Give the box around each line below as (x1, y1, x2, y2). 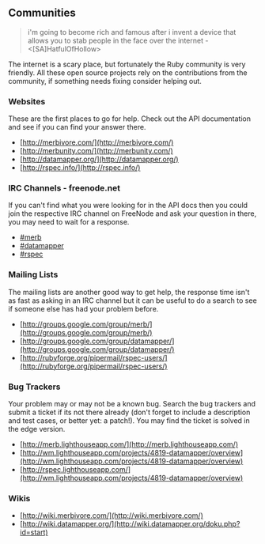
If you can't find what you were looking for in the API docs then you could (8, 201, 248, 210)
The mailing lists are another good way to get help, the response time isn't (8, 287, 250, 297)
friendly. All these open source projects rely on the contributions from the (8, 67, 248, 77)
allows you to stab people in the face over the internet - (27, 36, 209, 45)
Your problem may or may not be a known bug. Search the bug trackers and (8, 399, 256, 408)
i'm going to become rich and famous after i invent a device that (27, 27, 237, 36)
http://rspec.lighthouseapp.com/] (22, 465, 131, 474)
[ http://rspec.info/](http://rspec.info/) (19, 163, 141, 172)
